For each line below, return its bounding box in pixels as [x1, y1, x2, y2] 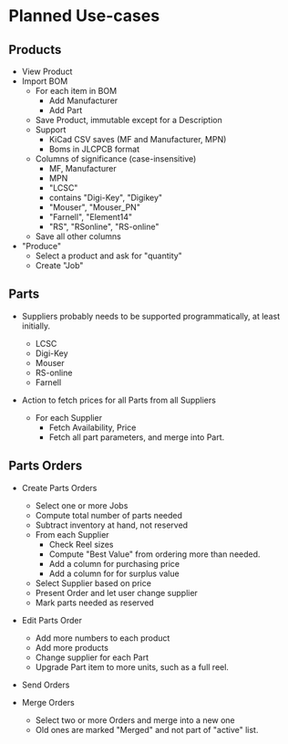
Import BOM [21, 76, 68, 87]
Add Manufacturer [48, 95, 118, 106]
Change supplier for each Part [35, 652, 149, 663]
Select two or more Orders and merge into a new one [35, 714, 236, 726]
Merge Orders [21, 697, 75, 707]
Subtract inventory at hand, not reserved [35, 519, 189, 530]
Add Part [48, 105, 83, 115]
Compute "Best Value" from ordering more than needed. [48, 549, 261, 560]
